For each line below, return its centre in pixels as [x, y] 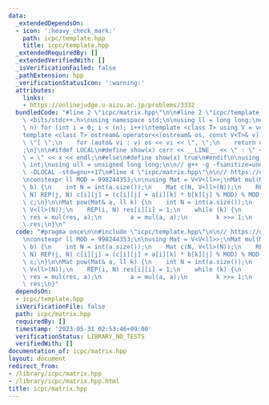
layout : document [37, 359]
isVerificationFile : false [60, 306]
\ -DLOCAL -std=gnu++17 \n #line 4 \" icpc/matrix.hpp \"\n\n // [125, 172]
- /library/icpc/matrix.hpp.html [64, 381]
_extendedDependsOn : [50, 23]
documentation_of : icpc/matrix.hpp [68, 351]
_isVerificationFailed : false [66, 68]
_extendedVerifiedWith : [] [60, 61]
